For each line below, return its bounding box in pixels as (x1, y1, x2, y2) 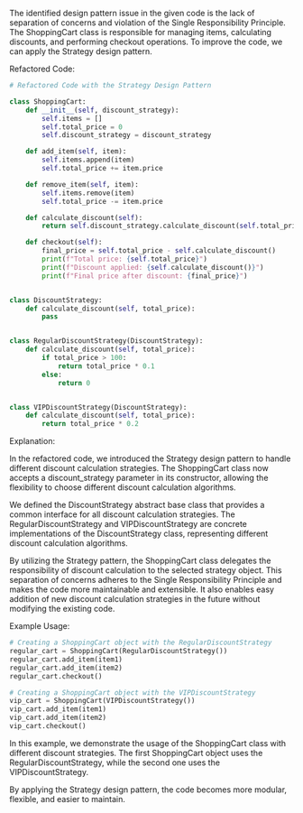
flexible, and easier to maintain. (9, 793, 126, 804)
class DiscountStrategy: (9, 295, 103, 305)
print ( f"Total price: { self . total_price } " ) (41, 254, 207, 263)
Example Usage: (9, 621, 70, 632)
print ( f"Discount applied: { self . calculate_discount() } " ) (41, 263, 264, 272)
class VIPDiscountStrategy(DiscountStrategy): (9, 402, 188, 411)
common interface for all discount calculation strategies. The (9, 509, 236, 520)
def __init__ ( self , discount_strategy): (25, 106, 179, 115)
